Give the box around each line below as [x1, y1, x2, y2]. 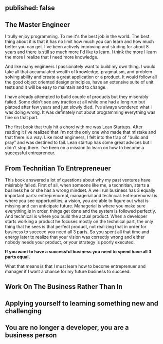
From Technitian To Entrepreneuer [5, 164, 111, 172]
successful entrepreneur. [5, 150, 55, 156]
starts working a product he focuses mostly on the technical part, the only [5, 219, 153, 224]
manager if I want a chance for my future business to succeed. [5, 268, 131, 275]
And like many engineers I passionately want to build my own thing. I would [5, 63, 156, 70]
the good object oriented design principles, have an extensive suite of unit [5, 79, 154, 85]
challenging [5, 307, 42, 315]
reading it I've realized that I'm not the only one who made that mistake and [5, 129, 156, 135]
